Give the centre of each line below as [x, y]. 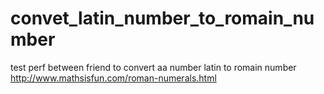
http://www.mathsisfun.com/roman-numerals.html [113, 78]
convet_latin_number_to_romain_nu [162, 18]
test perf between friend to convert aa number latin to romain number [153, 67]
